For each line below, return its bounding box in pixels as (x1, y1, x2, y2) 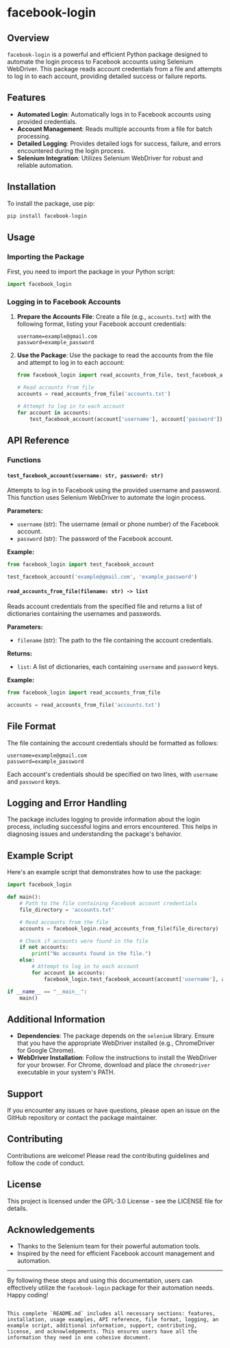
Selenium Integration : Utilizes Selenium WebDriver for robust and (16, 154, 203, 162)
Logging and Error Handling (7, 797, 127, 809)
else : (19, 956, 36, 964)
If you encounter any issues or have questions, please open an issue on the (7, 1106, 220, 1115)
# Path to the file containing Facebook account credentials (19, 900, 197, 907)
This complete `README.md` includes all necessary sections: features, (7, 1310, 216, 1317)
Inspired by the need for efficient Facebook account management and (16, 1249, 215, 1257)
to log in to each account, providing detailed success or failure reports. (7, 72, 207, 80)
